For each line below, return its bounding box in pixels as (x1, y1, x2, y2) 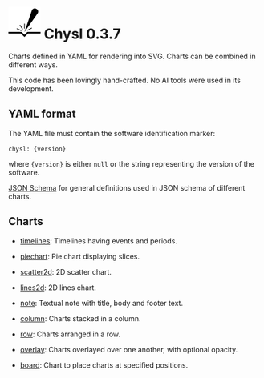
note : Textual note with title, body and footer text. (19, 298, 183, 308)
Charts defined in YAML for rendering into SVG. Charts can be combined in (8, 51, 257, 61)
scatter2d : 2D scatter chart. (19, 267, 112, 276)
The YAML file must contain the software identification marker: (8, 128, 215, 138)
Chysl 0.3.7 (43, 25, 122, 43)
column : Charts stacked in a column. (19, 313, 141, 323)
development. (8, 83, 54, 94)
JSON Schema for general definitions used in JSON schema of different (8, 183, 246, 192)
